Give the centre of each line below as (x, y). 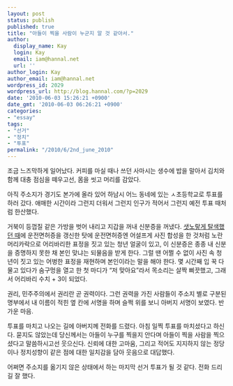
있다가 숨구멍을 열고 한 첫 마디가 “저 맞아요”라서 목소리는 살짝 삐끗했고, (116, 270)
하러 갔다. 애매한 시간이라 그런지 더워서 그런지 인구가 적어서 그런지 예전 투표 (111, 203)
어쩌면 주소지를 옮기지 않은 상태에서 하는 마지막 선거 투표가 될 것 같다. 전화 (108, 367)
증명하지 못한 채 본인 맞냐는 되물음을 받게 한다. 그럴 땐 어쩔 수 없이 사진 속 (114, 253)
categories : (24, 111)
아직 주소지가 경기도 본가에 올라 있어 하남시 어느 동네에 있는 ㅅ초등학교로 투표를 (115, 194)
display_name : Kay (40, 46)
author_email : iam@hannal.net (51, 79)
